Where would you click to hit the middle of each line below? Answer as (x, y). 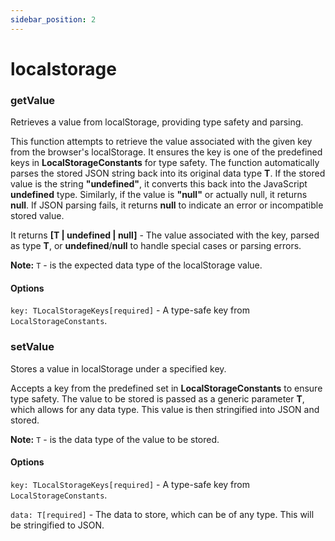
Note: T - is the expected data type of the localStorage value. (136, 265)
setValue (32, 347)
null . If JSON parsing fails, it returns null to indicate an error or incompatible (167, 205)
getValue (33, 100)
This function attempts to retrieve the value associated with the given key (161, 142)
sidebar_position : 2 (53, 19)
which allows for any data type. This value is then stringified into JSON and (165, 409)
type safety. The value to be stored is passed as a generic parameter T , (157, 398)
